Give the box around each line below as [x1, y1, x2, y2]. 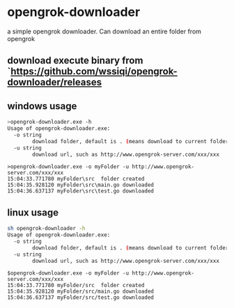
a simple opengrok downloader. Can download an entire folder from [7, 27, 202, 35]
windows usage [7, 100, 77, 112]
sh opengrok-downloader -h [7, 225, 86, 232]
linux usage [7, 206, 59, 218]
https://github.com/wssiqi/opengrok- [10, 65, 178, 77]
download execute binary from [7, 55, 143, 67]
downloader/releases [7, 76, 102, 88]
